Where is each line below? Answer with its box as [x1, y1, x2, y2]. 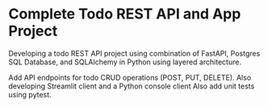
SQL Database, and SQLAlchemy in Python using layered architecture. [8, 57, 242, 67]
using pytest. [8, 89, 52, 99]
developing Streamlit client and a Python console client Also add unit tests [8, 81, 255, 91]
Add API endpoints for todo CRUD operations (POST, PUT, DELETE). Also [8, 72, 252, 82]
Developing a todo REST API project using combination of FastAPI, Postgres [8, 48, 261, 58]
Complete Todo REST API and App [8, 5, 241, 23]
